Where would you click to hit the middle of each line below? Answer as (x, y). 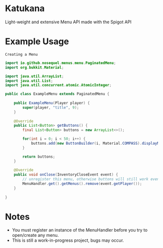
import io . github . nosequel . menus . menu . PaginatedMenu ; (61, 63)
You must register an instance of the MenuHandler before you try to (80, 230)
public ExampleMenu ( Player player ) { (52, 103)
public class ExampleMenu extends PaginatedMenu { (57, 94)
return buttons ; (39, 157)
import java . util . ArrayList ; (34, 76)
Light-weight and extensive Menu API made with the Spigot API (68, 22)
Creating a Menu (21, 54)
